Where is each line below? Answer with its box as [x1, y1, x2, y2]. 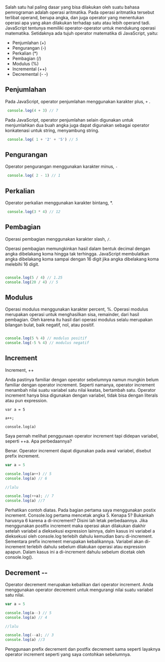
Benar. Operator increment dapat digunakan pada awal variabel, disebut [5, 447, 151, 453]
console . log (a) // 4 [5, 615, 48, 620]
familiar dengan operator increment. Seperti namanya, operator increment [5, 381, 155, 388]
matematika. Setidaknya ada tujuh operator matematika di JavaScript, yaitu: [5, 31, 159, 36]
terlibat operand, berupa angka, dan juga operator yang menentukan [5, 15, 144, 20]
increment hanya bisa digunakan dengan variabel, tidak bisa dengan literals [5, 392, 158, 398]
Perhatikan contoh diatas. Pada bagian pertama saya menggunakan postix [5, 507, 156, 513]
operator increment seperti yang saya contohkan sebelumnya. [5, 652, 132, 658]
